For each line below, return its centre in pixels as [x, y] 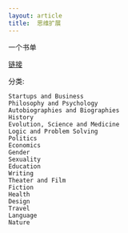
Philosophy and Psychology [53, 103]
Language [23, 215]
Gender [19, 152]
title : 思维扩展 [35, 23]
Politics [23, 138]
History [21, 117]
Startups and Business [46, 96]
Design [19, 201]
